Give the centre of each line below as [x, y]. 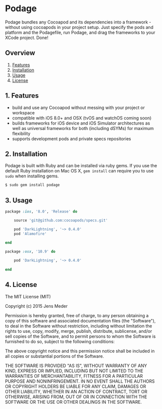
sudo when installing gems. [32, 176]
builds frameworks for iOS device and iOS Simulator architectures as [81, 123]
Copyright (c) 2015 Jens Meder [36, 306]
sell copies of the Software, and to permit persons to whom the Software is [81, 336]
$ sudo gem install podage [32, 185]
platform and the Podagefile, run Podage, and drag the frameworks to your [80, 32]
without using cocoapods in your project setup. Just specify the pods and [79, 27]
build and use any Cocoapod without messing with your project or [78, 108]
